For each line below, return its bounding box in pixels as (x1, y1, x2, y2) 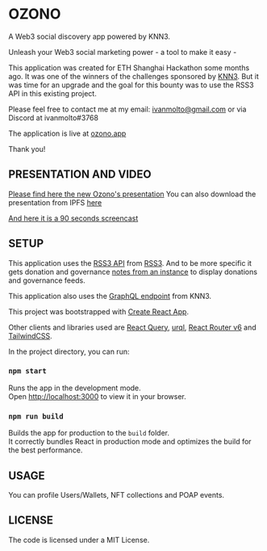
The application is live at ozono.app (8, 128, 127, 138)
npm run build (8, 411, 64, 421)
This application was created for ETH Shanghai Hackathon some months (8, 62, 250, 73)
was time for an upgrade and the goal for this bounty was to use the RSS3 (8, 80, 254, 90)
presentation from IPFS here (8, 197, 102, 207)
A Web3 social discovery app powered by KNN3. (8, 32, 171, 41)
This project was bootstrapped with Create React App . (8, 306, 190, 316)
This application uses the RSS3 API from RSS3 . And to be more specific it (8, 258, 252, 267)
